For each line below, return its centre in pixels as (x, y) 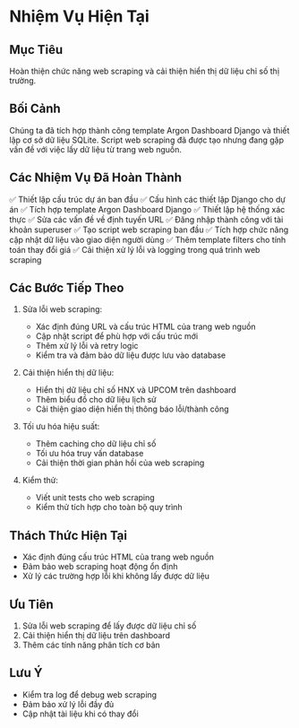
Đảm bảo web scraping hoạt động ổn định (100, 567)
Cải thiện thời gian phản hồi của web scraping (120, 463)
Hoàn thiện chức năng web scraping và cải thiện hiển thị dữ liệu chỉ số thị (145, 71)
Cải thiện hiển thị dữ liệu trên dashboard (96, 636)
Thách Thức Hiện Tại (68, 535)
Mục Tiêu (36, 50)
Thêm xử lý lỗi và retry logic (87, 346)
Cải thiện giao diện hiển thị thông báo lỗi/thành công (132, 409)
